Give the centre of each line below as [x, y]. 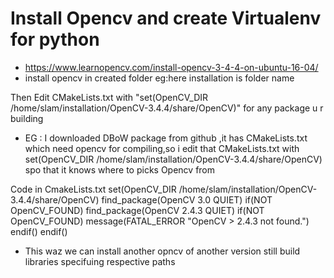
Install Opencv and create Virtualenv [166, 18]
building [27, 118]
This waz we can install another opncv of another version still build [162, 251]
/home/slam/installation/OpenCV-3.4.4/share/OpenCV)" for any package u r [167, 108]
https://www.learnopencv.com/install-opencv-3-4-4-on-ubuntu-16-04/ [171, 67]
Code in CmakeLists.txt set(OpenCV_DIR [93, 189]
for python [55, 39]
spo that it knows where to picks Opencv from [120, 169]
